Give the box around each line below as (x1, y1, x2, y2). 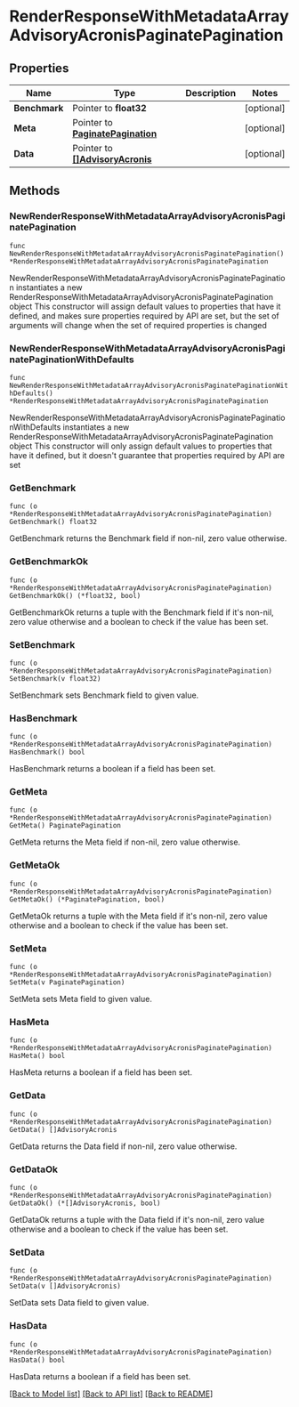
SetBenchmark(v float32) (9, 674, 101, 683)
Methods (9, 183, 61, 198)
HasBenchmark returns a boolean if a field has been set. (9, 764, 216, 774)
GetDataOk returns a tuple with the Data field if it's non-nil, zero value (9, 1214, 265, 1225)
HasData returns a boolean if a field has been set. (9, 1371, 191, 1381)
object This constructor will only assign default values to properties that (9, 441, 273, 451)
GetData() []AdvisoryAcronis (9, 1125, 117, 1134)
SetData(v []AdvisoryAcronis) (9, 1282, 122, 1291)
